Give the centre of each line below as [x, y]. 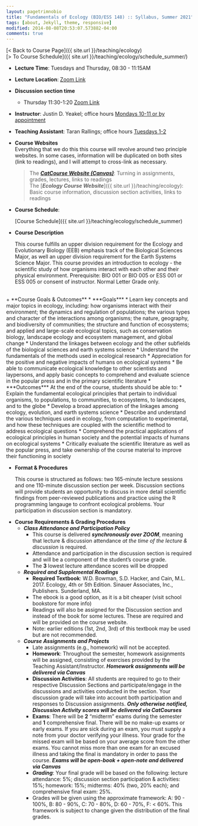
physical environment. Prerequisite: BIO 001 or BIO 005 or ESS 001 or [98, 276]
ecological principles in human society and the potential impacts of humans [98, 438]
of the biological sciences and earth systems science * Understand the [92, 350]
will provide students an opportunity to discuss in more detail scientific [100, 492]
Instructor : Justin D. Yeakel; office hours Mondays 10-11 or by [90, 114]
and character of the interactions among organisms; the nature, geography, [98, 318]
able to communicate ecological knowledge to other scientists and [87, 368]
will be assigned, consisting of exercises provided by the [101, 660]
